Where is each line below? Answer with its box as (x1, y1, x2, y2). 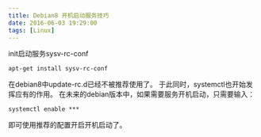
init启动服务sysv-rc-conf (8, 49, 89, 59)
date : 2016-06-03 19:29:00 (8, 19, 98, 27)
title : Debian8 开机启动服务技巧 (8, 11, 109, 20)
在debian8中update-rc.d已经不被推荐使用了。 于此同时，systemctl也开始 (8, 80, 246, 89)
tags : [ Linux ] (8, 26, 56, 34)
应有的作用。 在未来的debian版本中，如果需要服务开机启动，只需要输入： (14, 89, 255, 99)
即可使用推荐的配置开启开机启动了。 (8, 120, 127, 130)
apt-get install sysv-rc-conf (8, 65, 109, 73)
